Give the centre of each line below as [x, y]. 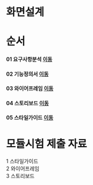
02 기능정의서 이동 [27, 74]
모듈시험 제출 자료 [46, 144]
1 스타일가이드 [22, 161]
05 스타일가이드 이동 [30, 118]
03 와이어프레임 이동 [30, 89]
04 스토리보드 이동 [27, 103]
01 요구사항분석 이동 [29, 59]
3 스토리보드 [20, 176]
